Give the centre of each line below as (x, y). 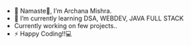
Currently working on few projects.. (66, 26)
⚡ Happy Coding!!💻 (43, 34)
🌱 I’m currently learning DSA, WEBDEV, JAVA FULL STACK (99, 18)
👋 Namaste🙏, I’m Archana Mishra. (63, 11)
